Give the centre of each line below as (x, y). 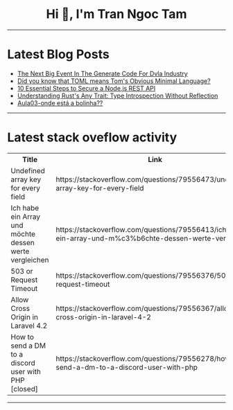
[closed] (24, 389)
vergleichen (30, 260)
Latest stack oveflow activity (92, 137)
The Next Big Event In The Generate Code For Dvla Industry (103, 73)
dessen (23, 242)
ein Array (26, 216)
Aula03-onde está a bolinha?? (60, 102)
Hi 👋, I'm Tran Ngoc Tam (116, 14)
